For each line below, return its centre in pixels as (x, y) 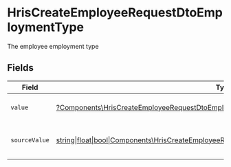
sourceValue (30, 140)
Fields (21, 68)
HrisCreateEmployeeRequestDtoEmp (115, 13)
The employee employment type (53, 46)
